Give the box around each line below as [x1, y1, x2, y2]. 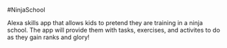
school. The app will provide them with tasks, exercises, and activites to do [7, 26, 221, 34]
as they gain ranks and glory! [7, 33, 90, 41]
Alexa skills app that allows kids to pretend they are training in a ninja [7, 19, 204, 26]
